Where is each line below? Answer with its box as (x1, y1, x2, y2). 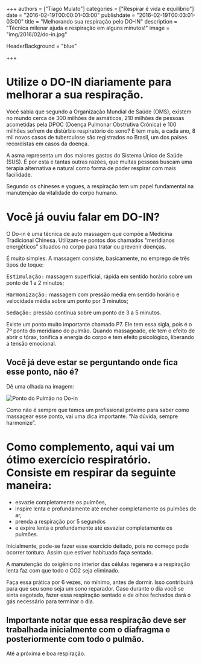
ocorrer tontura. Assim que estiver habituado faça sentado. (6, 548, 154, 556)
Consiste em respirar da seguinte (6, 466, 176, 479)
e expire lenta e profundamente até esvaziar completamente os (14, 524, 173, 531)
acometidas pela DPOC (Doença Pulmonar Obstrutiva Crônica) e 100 (6, 121, 177, 128)
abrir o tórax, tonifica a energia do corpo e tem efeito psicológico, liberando (6, 333, 195, 340)
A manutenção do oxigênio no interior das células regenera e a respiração (6, 560, 191, 568)
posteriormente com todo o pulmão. (6, 634, 145, 644)
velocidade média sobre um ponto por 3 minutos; (6, 297, 128, 304)
